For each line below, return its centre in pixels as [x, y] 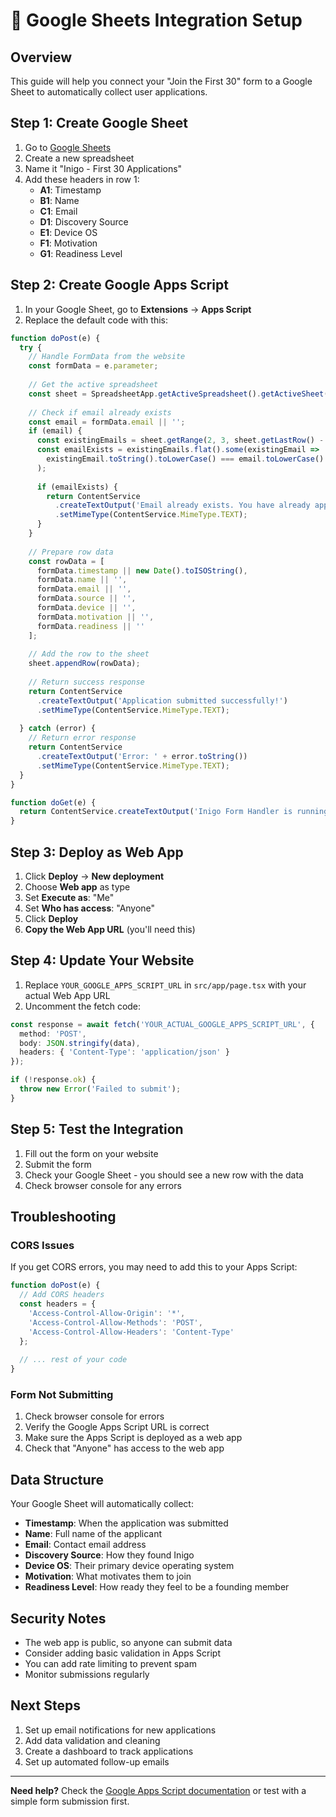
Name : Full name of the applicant [93, 1534]
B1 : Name [59, 200]
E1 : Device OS [68, 232]
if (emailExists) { [77, 487]
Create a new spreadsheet [79, 158]
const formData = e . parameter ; [93, 366]
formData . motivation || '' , [95, 617]
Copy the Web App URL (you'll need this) [110, 929]
